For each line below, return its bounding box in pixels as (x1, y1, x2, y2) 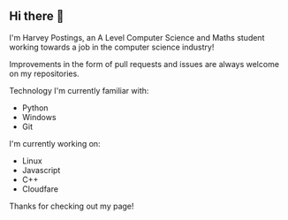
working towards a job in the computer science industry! (9, 42, 215, 52)
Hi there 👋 (9, 9, 64, 24)
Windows (21, 111, 57, 122)
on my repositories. (9, 68, 80, 79)
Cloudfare (21, 183, 59, 194)
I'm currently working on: (9, 138, 101, 148)
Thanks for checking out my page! (9, 201, 134, 211)
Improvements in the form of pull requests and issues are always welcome (9, 58, 280, 69)
